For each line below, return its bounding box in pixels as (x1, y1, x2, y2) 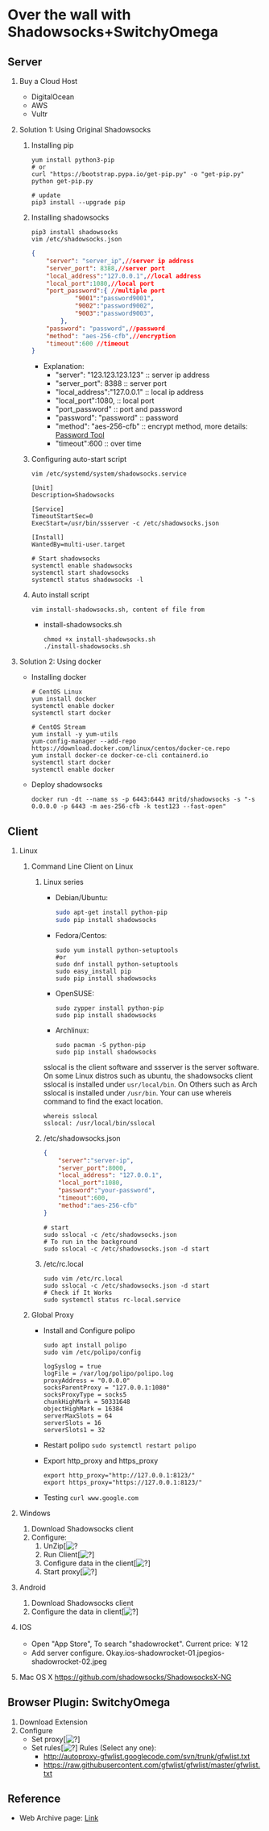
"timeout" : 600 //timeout (46, 339, 130, 348)
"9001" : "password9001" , (74, 295, 155, 303)
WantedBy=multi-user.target (31, 541, 126, 549)
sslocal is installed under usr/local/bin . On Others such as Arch (43, 1079, 258, 1089)
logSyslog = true (43, 1362, 101, 1370)
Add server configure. (31, 1648, 105, 1657)
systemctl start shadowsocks (31, 569, 130, 577)
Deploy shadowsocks (31, 780, 103, 790)
